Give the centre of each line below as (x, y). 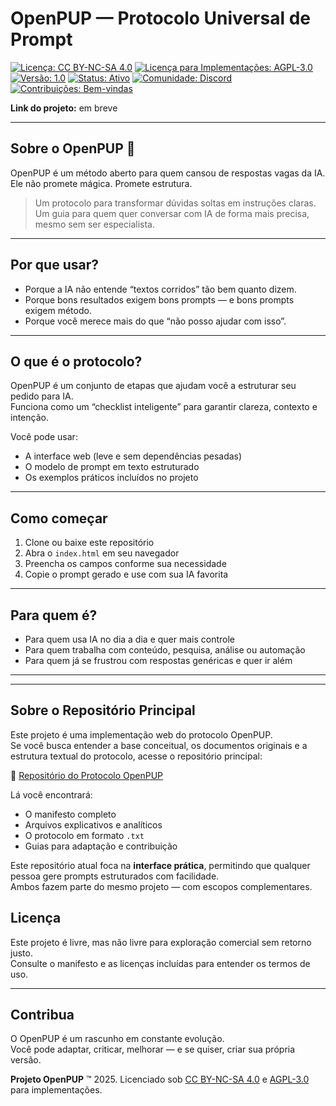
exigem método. (58, 310)
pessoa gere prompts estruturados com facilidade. (115, 876)
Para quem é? (54, 615)
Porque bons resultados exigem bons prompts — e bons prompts (159, 299)
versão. (26, 1060)
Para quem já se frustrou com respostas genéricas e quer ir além (158, 660)
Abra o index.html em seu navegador (102, 553)
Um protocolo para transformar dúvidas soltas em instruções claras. (175, 203)
